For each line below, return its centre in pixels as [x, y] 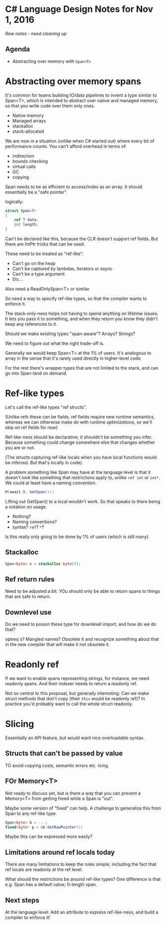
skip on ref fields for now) [31, 427]
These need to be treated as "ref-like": [45, 254]
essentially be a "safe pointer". [36, 192]
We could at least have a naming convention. [51, 483]
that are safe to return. [28, 597]
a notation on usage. [26, 507]
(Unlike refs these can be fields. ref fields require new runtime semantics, [80, 417]
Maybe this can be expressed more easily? [49, 837]
